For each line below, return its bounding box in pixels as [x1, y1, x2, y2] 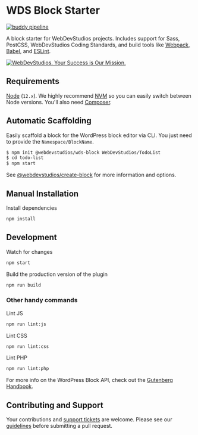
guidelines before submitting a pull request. [6, 422, 113, 430]
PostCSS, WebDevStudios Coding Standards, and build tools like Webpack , [6, 41, 190, 48]
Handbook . [6, 383, 34, 390]
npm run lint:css [6, 343, 49, 349]
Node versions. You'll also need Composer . [6, 98, 112, 105]
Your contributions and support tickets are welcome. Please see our [6, 416, 172, 423]
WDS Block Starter [6, 4, 100, 17]
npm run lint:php [6, 366, 49, 372]
